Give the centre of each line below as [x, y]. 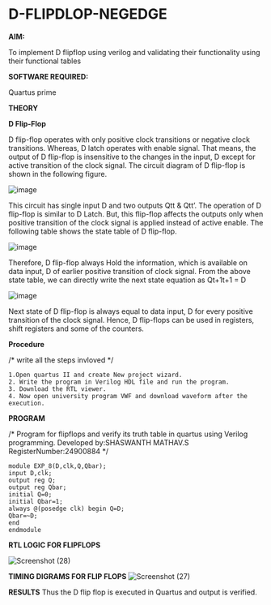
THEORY [23, 108]
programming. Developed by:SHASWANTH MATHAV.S [99, 442]
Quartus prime [32, 92]
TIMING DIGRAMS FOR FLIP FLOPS [68, 576]
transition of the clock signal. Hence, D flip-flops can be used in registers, [131, 320]
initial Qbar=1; [36, 501]
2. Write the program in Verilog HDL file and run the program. [119, 382]
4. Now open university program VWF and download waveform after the [128, 396]
